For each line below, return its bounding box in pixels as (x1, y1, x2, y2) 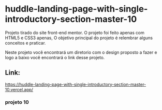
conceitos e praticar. (5, 40, 46, 46)
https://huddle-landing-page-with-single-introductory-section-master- (5, 81, 147, 87)
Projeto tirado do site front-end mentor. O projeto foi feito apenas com (5, 30, 145, 35)
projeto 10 (5, 98, 29, 105)
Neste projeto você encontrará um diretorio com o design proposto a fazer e (5, 49, 157, 55)
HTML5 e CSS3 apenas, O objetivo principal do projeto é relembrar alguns (5, 35, 153, 41)
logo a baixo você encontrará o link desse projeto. (5, 54, 105, 60)
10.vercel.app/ (5, 86, 33, 93)
